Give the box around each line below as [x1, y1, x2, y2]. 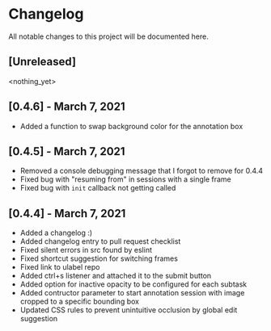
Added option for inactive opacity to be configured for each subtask [19, 279, 248, 289]
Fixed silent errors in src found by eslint [19, 245, 152, 255]
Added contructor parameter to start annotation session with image [19, 288, 245, 298]
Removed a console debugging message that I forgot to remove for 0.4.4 [19, 166, 264, 176]
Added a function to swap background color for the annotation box [19, 121, 243, 131]
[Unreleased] [8, 55, 77, 69]
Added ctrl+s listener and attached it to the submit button [19, 271, 212, 281]
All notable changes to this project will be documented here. [8, 31, 209, 41]
